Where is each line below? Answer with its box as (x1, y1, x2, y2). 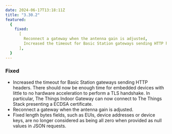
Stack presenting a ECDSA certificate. (12, 101, 93, 107)
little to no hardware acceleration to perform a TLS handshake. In (12, 90, 150, 96)
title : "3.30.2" (5, 12, 40, 17)
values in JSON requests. (12, 123, 67, 129)
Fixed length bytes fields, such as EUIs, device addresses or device (12, 111, 155, 118)
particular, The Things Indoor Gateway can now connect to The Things (12, 95, 162, 102)
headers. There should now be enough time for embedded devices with (12, 84, 164, 90)
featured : (5, 17, 27, 22)
